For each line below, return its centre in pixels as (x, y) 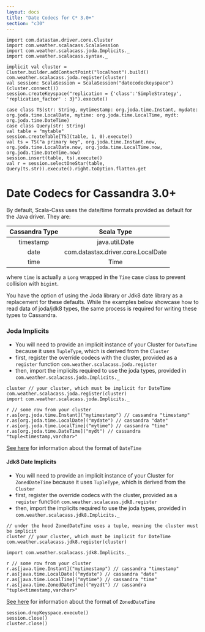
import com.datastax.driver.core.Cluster (60, 40)
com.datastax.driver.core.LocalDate (115, 252)
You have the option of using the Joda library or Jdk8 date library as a (95, 295)
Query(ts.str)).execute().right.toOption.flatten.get (76, 169)
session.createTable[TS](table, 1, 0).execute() (69, 137)
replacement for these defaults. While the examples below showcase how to (102, 302)
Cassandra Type (34, 232)
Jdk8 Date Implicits (32, 462)
